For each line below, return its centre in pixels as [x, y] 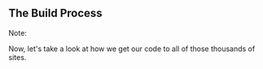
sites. [18, 57]
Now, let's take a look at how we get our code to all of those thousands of [132, 49]
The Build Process [56, 13]
